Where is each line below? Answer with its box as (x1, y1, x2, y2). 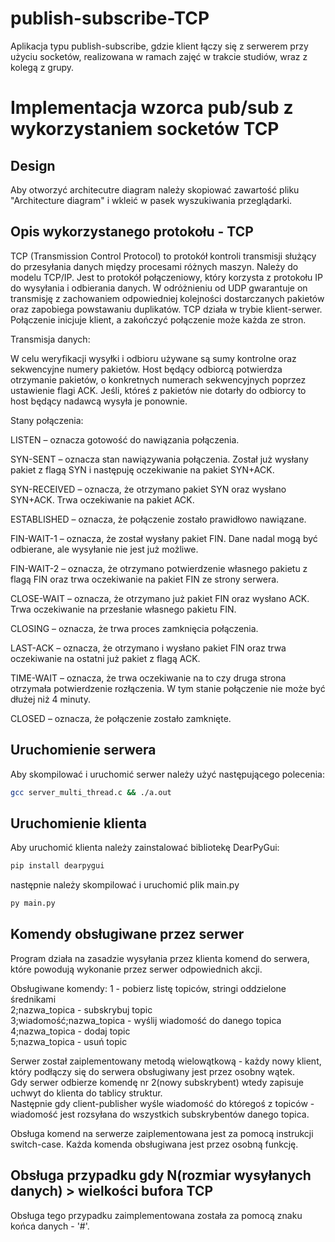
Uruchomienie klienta (10, 815, 148, 832)
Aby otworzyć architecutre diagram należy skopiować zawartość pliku (10, 183, 300, 196)
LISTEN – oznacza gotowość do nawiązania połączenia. (10, 433, 240, 446)
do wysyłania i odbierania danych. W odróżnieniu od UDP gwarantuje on (10, 282, 308, 294)
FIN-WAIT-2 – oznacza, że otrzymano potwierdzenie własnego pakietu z (10, 562, 308, 574)
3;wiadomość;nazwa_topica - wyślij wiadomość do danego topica (10, 1014, 282, 1026)
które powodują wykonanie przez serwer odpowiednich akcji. (10, 963, 263, 975)
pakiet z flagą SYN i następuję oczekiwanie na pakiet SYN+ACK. (10, 463, 275, 476)
